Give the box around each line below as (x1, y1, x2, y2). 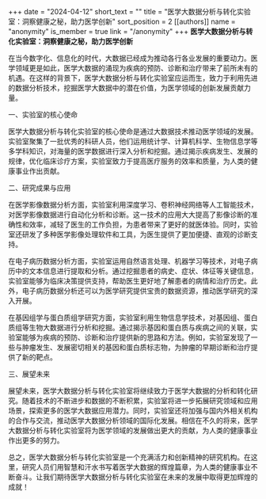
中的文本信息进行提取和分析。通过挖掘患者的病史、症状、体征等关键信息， (14, 266, 258, 276)
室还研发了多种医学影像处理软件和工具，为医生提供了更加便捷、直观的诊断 (8, 230, 251, 239)
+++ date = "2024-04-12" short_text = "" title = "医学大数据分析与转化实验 (8, 7, 251, 16)
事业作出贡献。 (14, 166, 64, 176)
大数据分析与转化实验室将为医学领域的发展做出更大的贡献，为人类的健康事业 (8, 426, 258, 435)
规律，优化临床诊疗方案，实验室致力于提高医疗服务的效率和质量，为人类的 (8, 157, 251, 166)
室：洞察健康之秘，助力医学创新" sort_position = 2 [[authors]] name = (8, 17, 236, 26)
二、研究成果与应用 (8, 183, 71, 192)
